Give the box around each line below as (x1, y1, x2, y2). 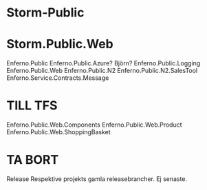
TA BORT (6, 152, 59, 168)
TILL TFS (6, 98, 58, 114)
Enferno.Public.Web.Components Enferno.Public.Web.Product (6, 120, 183, 129)
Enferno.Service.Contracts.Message (6, 74, 109, 82)
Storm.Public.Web (6, 36, 114, 52)
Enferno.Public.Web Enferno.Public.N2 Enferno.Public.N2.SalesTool (6, 67, 198, 75)
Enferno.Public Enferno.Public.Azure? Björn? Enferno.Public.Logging (6, 59, 201, 67)
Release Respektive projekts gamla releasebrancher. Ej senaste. (6, 175, 187, 183)
